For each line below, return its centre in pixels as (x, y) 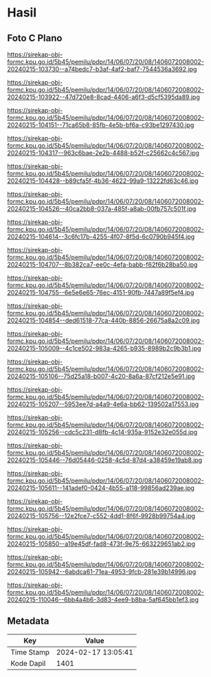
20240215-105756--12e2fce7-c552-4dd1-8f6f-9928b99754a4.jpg (101, 516)
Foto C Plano (35, 38)
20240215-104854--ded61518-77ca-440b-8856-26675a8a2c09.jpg (104, 320)
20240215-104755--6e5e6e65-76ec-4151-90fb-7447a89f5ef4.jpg (101, 292)
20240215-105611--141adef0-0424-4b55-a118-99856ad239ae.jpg (101, 488)
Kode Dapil (28, 663)
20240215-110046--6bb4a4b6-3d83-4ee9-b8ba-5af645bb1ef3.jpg (103, 600)
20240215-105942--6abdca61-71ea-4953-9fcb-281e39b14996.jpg (102, 571)
